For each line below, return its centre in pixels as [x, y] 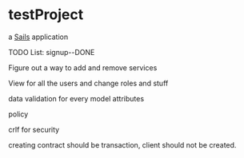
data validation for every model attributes [76, 98]
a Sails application [38, 37]
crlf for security [34, 129]
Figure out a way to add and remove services [83, 67]
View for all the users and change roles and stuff [88, 83]
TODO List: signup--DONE [52, 52]
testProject [46, 15]
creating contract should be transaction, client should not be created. [122, 144]
